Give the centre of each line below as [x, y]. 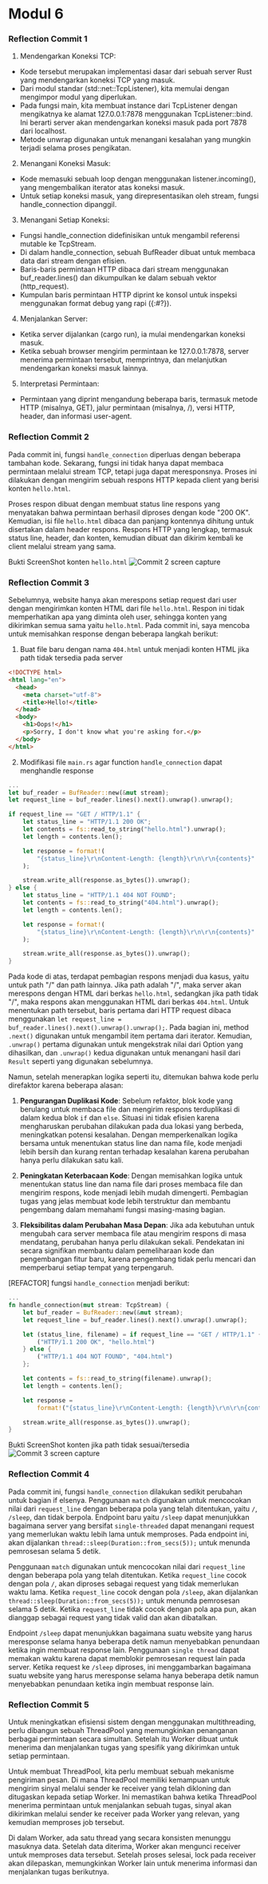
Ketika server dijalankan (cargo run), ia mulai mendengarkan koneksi [132, 334]
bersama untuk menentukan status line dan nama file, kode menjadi [131, 1143]
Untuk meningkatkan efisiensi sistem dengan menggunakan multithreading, [132, 1722]
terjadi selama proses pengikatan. [75, 148]
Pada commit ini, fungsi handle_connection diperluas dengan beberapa [124, 454]
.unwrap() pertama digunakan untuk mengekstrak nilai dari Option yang [126, 1044]
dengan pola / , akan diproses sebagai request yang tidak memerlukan [124, 1584]
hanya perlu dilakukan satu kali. [71, 1160]
